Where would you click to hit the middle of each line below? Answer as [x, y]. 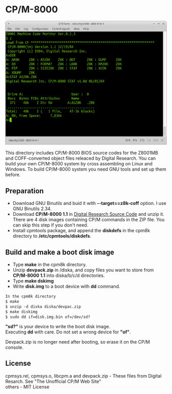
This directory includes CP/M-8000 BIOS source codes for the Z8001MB [82, 153]
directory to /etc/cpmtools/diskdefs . [52, 236]
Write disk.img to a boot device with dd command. [66, 286]
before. [13, 175]
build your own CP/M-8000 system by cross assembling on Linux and [79, 164]
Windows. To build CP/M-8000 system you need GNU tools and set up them [86, 169]
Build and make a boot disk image [60, 252]
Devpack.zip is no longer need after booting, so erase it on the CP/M [78, 342]
